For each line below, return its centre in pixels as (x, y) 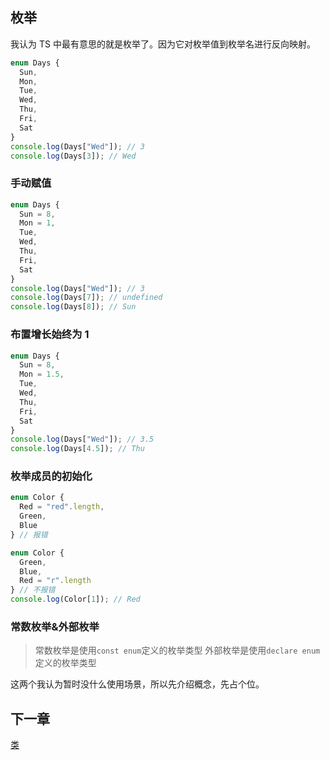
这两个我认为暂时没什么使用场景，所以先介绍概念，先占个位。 (137, 684)
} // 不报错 (33, 590)
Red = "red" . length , (62, 507)
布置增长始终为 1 (50, 335)
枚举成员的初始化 (51, 476)
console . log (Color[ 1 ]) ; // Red (75, 599)
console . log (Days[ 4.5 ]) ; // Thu (77, 449)
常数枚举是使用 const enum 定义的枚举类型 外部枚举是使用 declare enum (177, 650)
